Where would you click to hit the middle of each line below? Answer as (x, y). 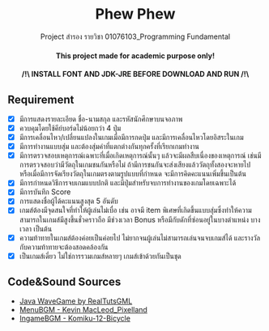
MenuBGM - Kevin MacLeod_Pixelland (83, 310)
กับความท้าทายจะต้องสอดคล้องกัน (64, 247)
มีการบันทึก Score (45, 192)
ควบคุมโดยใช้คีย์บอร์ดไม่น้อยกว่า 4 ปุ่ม (70, 128)
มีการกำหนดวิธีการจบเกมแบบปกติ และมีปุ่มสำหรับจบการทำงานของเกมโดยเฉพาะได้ (128, 183)
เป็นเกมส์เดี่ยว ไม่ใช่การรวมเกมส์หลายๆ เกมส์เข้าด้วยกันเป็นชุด (100, 256)
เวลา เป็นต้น (36, 228)
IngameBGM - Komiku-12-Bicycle (75, 318)
